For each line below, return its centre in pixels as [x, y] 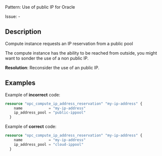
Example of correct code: [31, 127]
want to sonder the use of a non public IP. [47, 58]
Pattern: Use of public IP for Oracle [40, 7]
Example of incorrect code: [33, 95]
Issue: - [13, 16]
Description [23, 32]
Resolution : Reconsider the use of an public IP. [52, 67]
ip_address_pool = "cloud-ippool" [49, 144]
